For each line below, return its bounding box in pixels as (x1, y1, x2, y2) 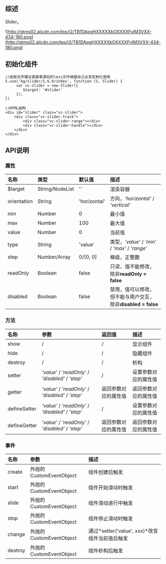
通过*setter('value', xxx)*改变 (88, 527, 158, 534)
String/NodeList (37, 186, 74, 192)
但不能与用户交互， (110, 293, 155, 300)
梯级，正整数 (110, 254, 140, 261)
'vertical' (110, 202, 131, 209)
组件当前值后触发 (88, 535, 128, 542)
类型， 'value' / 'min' (110, 238, 157, 245)
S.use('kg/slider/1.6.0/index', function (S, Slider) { (5, 79, 123, 84)
